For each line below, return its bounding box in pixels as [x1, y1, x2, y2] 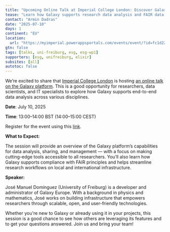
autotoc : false [5, 64, 37, 69]
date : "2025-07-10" [5, 21, 47, 27]
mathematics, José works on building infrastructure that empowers [5, 195, 145, 201]
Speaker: [5, 174, 25, 180]
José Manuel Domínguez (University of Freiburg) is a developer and [5, 184, 147, 190]
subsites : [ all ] [5, 59, 39, 64]
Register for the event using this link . [5, 124, 82, 130]
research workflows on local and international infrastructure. [5, 165, 132, 171]
